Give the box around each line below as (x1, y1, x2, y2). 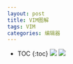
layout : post (7, 10, 45, 17)
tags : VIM (7, 23, 36, 30)
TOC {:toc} (17, 49, 49, 58)
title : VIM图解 (7, 17, 49, 24)
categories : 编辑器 (7, 29, 60, 37)
